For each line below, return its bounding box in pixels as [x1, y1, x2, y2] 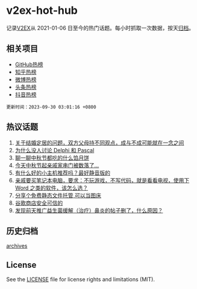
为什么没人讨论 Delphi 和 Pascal [14, 146, 95, 154]
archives [6, 242, 28, 250]
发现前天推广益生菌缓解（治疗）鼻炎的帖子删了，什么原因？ [14, 207, 163, 214]
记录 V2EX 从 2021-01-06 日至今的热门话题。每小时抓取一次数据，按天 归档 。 [6, 24, 195, 31]
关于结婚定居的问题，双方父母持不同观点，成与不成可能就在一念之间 [14, 139, 184, 146]
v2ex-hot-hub [6, 4, 78, 17]
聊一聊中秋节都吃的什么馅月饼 [14, 154, 89, 161]
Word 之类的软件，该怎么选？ [14, 184, 89, 191]
